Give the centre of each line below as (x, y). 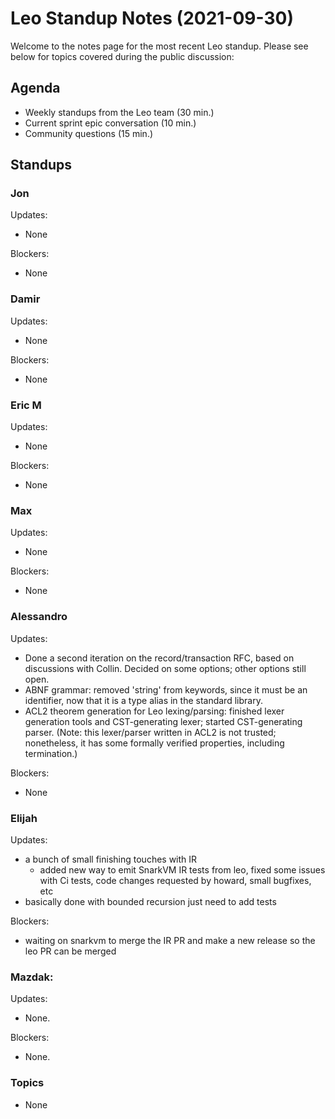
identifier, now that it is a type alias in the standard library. (143, 700)
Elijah (24, 818)
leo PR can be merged (70, 951)
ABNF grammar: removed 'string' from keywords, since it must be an (166, 689)
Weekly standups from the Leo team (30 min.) (119, 112)
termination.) (51, 753)
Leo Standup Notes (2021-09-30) (152, 18)
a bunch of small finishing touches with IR (111, 859)
